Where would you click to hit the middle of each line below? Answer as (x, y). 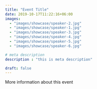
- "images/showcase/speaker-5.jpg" (46, 42)
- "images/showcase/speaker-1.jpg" (46, 28)
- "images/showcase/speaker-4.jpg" (46, 37)
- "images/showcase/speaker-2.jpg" (46, 23)
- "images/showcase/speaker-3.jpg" (46, 32)
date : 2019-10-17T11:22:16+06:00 (39, 14)
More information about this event (39, 82)
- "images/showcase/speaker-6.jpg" (46, 46)
